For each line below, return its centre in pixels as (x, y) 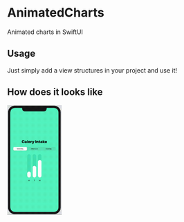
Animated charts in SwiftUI (45, 32)
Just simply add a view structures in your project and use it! (92, 70)
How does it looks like (55, 92)
